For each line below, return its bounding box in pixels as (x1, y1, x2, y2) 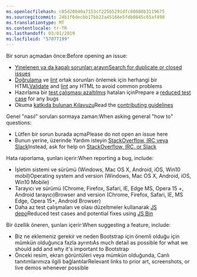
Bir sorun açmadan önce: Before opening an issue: (6, 53, 128, 59)
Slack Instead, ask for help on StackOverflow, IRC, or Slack (14, 143, 157, 150)
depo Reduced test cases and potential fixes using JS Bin (14, 210, 153, 217)
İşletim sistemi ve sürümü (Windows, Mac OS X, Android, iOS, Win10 (14, 166, 181, 173)
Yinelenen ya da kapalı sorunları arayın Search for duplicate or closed (14, 64, 182, 71)
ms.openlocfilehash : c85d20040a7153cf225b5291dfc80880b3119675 (6, 8, 165, 15)
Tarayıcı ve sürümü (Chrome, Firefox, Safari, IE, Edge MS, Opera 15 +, (14, 185, 184, 192)
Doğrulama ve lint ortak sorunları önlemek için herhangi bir (14, 76, 157, 83)
